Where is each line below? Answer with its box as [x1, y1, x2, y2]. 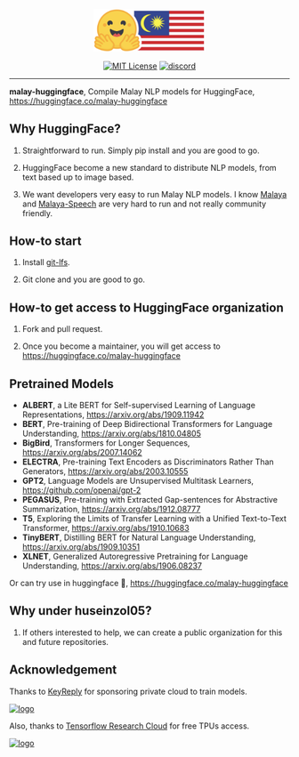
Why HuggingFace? [9, 121, 122, 137]
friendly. [21, 207, 53, 218]
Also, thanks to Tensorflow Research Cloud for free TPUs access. [9, 721, 250, 731]
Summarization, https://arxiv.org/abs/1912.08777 [21, 503, 201, 515]
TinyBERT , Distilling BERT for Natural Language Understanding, [21, 532, 256, 543]
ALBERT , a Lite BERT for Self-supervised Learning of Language [21, 400, 256, 411]
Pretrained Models [9, 376, 114, 391]
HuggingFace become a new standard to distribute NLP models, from [21, 162, 278, 173]
